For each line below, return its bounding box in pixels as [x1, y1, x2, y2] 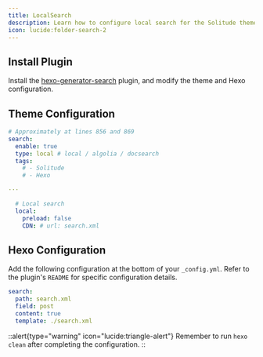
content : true [15, 309, 61, 318]
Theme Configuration [8, 107, 116, 120]
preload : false [22, 214, 72, 222]
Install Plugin [8, 55, 73, 68]
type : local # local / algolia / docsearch [15, 150, 159, 158]
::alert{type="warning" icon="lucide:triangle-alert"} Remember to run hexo [8, 331, 248, 341]
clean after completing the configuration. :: [8, 339, 146, 349]
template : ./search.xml [15, 317, 92, 325]
